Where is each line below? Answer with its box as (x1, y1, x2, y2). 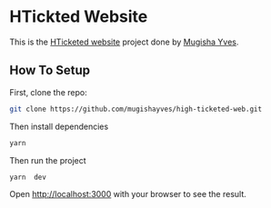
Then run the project (9, 154, 86, 165)
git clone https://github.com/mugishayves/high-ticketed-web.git (9, 104, 262, 114)
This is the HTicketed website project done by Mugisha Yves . (9, 36, 239, 47)
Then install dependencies (9, 121, 109, 132)
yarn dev (9, 173, 47, 182)
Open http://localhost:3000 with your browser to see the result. (9, 189, 247, 200)
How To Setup (9, 63, 91, 78)
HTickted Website (9, 6, 148, 27)
